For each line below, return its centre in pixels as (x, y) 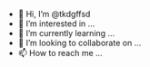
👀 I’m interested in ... (56, 24)
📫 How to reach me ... (60, 53)
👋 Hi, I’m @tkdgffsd (54, 14)
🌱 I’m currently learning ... (66, 33)
